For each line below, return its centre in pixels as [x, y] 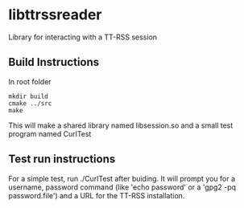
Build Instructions [54, 62]
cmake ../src [30, 103]
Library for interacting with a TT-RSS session [83, 37]
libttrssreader [55, 15]
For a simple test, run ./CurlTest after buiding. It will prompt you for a [122, 178]
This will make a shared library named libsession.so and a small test [121, 125]
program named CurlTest [50, 133]
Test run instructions [62, 159]
